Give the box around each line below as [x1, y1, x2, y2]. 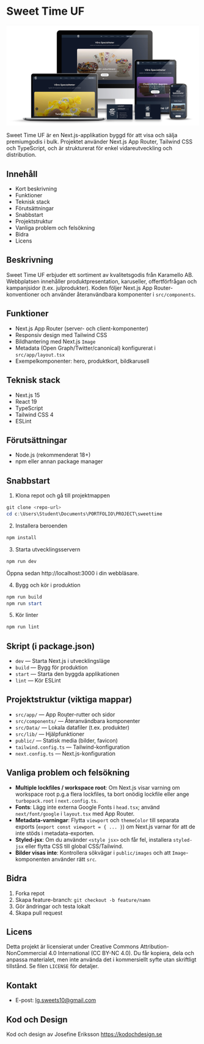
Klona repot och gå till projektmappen [15, 492, 110, 499]
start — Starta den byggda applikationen [15, 670, 120, 678]
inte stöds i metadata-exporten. [15, 829, 95, 837]
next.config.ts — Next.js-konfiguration [15, 749, 116, 757]
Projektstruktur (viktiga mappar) [6, 694, 133, 705]
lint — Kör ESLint [15, 677, 61, 684]
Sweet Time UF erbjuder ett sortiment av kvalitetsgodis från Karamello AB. [6, 271, 194, 278]
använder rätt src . [51, 855, 97, 863]
